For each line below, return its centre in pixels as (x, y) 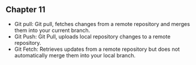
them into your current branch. (52, 30)
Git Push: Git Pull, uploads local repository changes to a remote (92, 36)
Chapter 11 (25, 10)
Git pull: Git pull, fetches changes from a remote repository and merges (102, 24)
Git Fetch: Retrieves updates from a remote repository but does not (97, 49)
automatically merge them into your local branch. (75, 55)
